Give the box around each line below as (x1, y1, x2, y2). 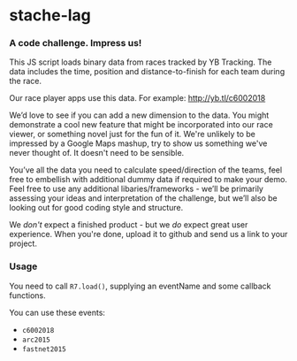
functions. (9, 289, 46, 301)
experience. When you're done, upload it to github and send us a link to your (9, 229, 288, 240)
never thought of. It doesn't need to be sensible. (9, 148, 185, 158)
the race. (9, 76, 42, 87)
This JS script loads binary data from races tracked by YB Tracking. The (9, 57, 272, 67)
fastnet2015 (21, 344, 66, 354)
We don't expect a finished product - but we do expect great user (9, 219, 248, 230)
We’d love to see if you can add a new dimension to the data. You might (9, 110, 270, 120)
